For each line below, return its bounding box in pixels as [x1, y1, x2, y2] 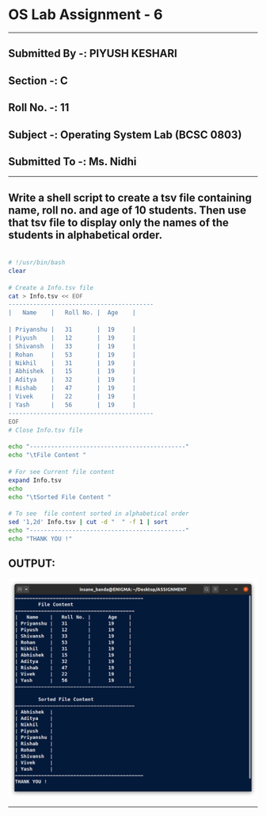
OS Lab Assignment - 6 [8, 6, 164, 24]
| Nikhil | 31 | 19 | [8, 359, 136, 367]
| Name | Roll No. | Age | [8, 309, 136, 317]
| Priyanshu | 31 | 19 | [8, 325, 136, 333]
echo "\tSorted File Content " [8, 493, 112, 501]
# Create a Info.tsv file [8, 283, 93, 291]
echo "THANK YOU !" [8, 534, 73, 543]
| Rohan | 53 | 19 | [8, 351, 136, 359]
